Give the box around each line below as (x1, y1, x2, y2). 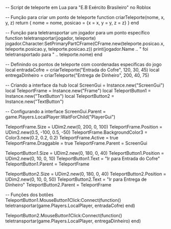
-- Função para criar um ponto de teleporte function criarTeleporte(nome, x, (5, 14, 165, 20)
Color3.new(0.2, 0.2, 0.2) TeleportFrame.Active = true (5, 135, 118, 140)
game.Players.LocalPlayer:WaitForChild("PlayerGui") (5, 114, 116, 120)
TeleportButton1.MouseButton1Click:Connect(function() (5, 197, 121, 203)
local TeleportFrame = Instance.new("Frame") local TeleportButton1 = (5, 88, 152, 94)
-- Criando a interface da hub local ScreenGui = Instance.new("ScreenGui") (5, 82, 164, 88)
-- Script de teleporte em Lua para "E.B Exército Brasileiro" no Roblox (5, 5, 151, 10)
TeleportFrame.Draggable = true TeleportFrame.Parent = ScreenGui (5, 140, 148, 146)
